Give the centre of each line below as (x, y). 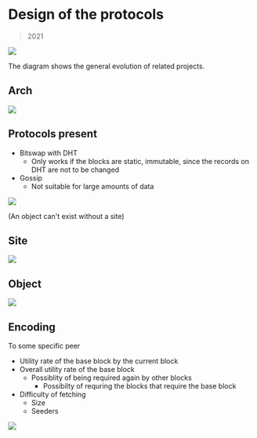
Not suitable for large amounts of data (92, 186)
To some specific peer (44, 346)
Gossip (31, 177)
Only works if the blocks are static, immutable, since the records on (140, 161)
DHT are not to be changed (75, 170)
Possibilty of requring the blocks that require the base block (139, 386)
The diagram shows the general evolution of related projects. (107, 66)
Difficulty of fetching (52, 394)
